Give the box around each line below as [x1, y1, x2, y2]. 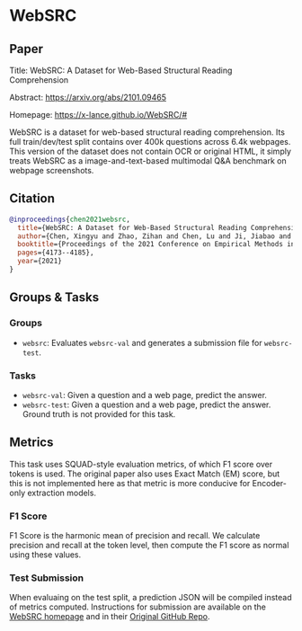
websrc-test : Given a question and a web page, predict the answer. [22, 399, 271, 410]
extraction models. [26, 487, 97, 498]
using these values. [9, 549, 82, 560]
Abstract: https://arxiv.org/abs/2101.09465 [9, 92, 166, 102]
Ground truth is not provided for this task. [22, 408, 176, 419]
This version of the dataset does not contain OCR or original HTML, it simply [9, 146, 292, 156]
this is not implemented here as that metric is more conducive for [9, 477, 251, 488]
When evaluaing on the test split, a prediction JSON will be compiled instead [9, 592, 292, 603]
